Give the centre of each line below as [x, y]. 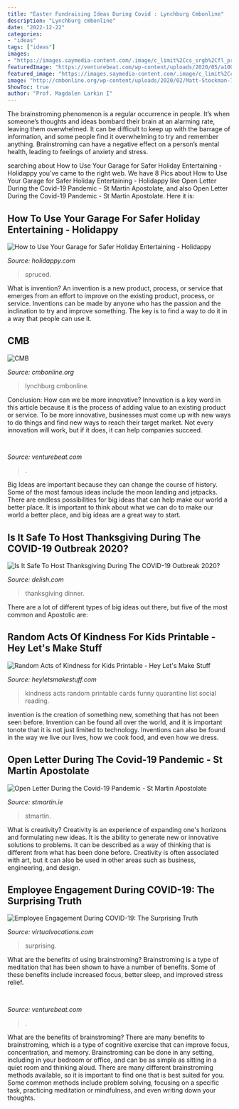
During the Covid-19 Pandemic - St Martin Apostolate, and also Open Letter [118, 188]
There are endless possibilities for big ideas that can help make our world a [117, 500]
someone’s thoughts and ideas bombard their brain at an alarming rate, [111, 121]
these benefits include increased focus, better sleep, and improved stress [115, 975]
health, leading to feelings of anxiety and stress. [78, 152]
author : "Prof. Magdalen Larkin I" [60, 93]
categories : [25, 34]
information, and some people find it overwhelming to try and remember [113, 137]
